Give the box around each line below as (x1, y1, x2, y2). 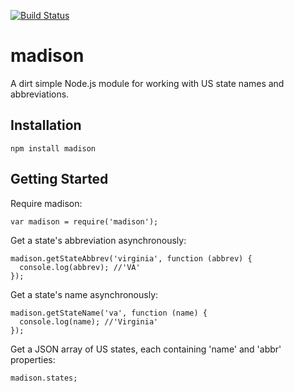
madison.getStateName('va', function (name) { (10, 308, 208, 318)
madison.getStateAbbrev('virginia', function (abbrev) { (10, 253, 253, 264)
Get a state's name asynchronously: (10, 288, 159, 300)
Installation (10, 117, 82, 134)
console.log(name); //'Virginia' (19, 316, 159, 327)
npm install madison (10, 143, 97, 154)
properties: (10, 353, 56, 365)
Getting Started (10, 171, 109, 188)
